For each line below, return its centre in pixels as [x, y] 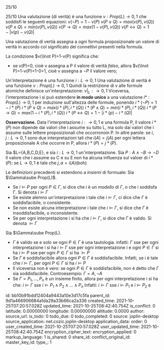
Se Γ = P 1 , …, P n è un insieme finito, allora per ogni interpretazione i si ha [85, 279]
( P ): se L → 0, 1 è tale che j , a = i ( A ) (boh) [46, 163]
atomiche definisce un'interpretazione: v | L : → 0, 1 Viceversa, [68, 91]
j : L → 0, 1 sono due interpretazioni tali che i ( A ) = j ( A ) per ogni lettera [75, 138]
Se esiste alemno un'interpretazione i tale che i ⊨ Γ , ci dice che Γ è [80, 197]
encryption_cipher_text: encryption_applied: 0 [90, 332]
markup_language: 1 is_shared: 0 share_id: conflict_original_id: [68, 337]
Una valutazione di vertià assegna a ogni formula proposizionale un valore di [82, 42]
